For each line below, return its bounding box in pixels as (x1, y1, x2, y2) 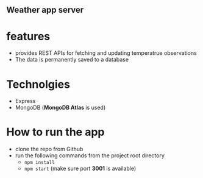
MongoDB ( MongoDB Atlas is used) (15, 104, 106, 112)
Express (15, 98, 36, 105)
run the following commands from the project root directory (15, 152, 165, 159)
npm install (24, 160, 55, 166)
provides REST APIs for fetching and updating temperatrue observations (15, 49, 197, 57)
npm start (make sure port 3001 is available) (24, 165, 137, 173)
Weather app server (6, 5, 84, 15)
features (6, 29, 51, 43)
